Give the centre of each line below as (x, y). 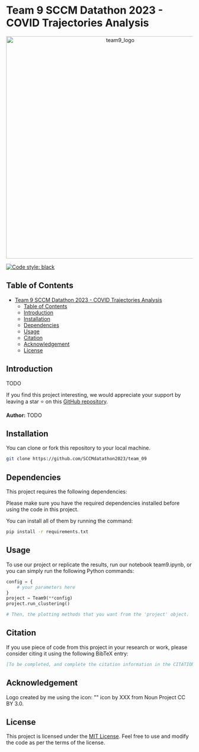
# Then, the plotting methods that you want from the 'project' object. (98, 614)
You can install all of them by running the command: (70, 521)
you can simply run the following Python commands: (70, 571)
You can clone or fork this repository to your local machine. (78, 448)
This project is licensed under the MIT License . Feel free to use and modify (97, 737)
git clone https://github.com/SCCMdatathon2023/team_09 (76, 459)
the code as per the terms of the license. (56, 743)
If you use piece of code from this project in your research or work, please (97, 647)
